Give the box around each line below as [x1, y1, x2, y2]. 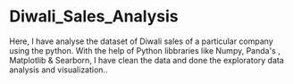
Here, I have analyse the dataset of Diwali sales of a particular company [9, 36, 274, 46]
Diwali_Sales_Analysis [9, 6, 179, 27]
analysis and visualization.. [9, 64, 108, 75]
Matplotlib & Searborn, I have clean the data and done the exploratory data [9, 55, 284, 65]
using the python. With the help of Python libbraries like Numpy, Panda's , [9, 45, 281, 55]
